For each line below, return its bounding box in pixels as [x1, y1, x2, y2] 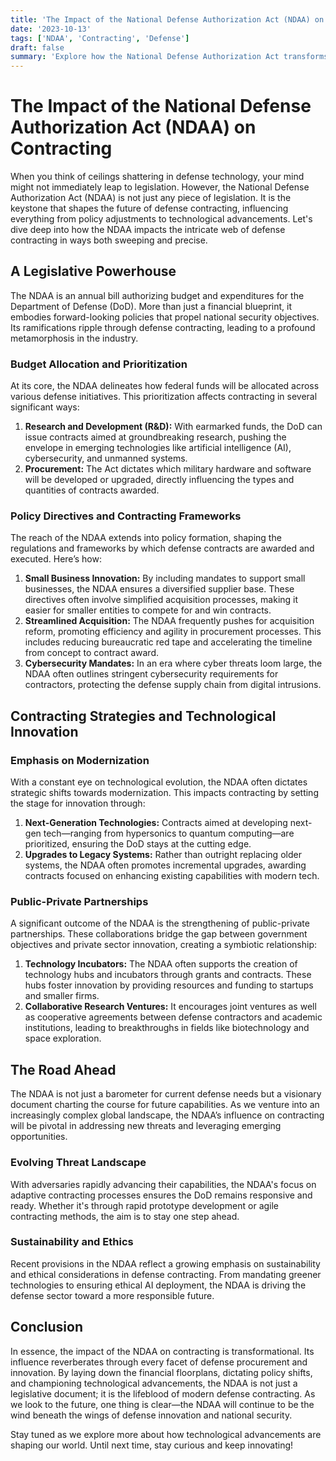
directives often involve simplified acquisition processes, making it [24, 594, 299, 606]
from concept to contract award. [24, 647, 160, 659]
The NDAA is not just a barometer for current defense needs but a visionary [10, 1088, 322, 1100]
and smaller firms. [24, 990, 100, 1002]
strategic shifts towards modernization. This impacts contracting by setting [10, 787, 319, 799]
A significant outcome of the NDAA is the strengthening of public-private [10, 917, 310, 930]
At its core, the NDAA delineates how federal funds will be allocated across [10, 380, 320, 392]
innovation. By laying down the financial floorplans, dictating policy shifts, [10, 1366, 313, 1378]
